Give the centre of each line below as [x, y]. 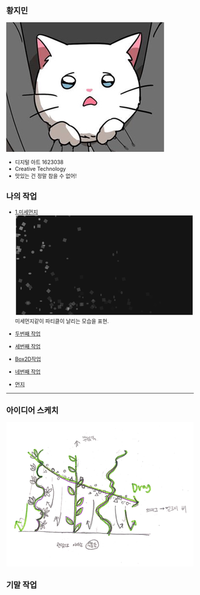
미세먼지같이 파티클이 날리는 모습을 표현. [62, 321]
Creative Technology [40, 169]
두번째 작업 [28, 334]
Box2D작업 [28, 359]
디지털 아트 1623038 [39, 162]
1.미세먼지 [26, 212]
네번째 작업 [28, 372]
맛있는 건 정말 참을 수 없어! [46, 176]
